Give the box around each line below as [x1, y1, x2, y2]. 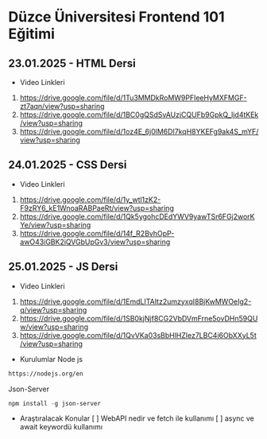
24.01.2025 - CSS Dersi [8, 158, 127, 172]
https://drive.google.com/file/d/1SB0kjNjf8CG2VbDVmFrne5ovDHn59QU [19, 313, 258, 323]
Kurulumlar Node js [19, 354, 83, 363]
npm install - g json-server [8, 399, 102, 407]
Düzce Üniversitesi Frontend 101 [8, 8, 225, 26]
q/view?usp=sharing [19, 305, 87, 314]
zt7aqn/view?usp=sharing [19, 102, 105, 111]
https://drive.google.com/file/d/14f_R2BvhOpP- [19, 228, 175, 238]
